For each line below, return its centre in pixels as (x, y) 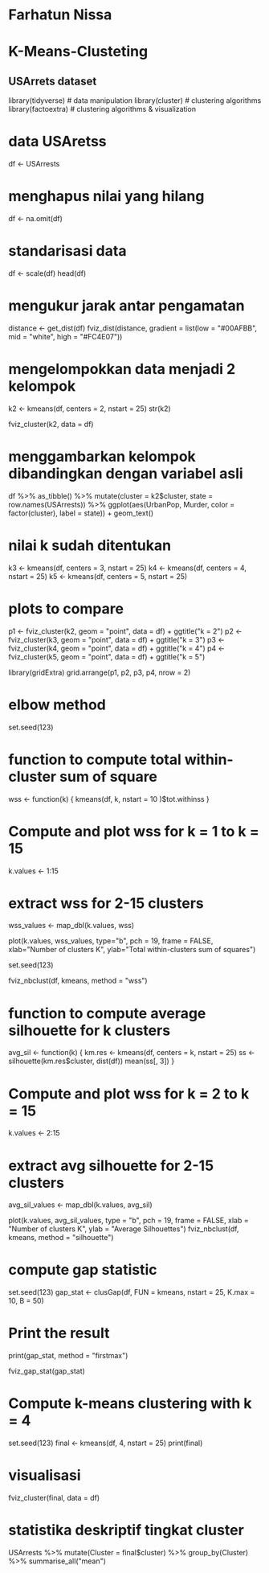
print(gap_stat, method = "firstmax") (68, 1356)
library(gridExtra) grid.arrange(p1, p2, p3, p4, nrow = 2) (100, 672)
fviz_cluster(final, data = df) (54, 1498)
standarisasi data (67, 251)
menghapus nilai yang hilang (106, 197)
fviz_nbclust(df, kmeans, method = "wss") (78, 981)
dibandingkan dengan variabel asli (126, 474)
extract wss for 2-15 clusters (106, 903)
